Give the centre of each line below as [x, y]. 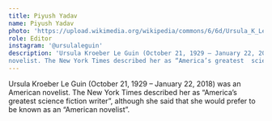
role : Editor [30, 38]
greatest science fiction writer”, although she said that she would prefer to [132, 101]
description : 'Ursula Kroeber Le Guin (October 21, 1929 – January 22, [132, 53]
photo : [19, 31]
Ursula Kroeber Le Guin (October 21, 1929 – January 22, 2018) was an [125, 83]
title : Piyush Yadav [43, 16]
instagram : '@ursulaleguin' [56, 46]
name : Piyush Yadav [41, 23]
